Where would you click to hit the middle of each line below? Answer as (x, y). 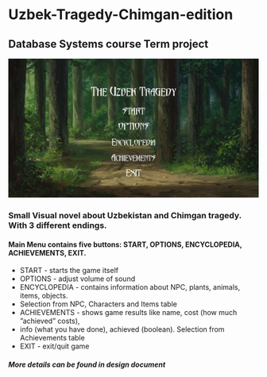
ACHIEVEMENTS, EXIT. (47, 252)
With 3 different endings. (58, 225)
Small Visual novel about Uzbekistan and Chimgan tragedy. (125, 215)
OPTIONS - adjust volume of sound (77, 279)
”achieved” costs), (50, 321)
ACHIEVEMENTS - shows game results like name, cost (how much (128, 313)
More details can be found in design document (87, 364)
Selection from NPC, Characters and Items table (98, 304)
